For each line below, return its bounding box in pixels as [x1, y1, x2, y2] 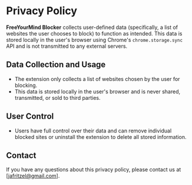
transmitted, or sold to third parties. [14, 94, 101, 101]
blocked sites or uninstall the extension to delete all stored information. [14, 133, 187, 140]
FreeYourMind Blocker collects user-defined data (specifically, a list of [6, 24, 178, 31]
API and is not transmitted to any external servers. [6, 43, 128, 50]
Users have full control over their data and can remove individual [14, 127, 172, 134]
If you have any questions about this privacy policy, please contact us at [6, 166, 181, 173]
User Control [6, 111, 54, 122]
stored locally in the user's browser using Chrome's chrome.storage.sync [6, 36, 183, 43]
